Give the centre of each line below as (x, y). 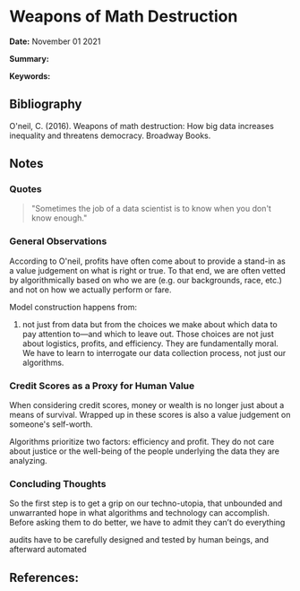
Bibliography (46, 104)
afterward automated (48, 550)
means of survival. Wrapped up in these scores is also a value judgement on (150, 415)
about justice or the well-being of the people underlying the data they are (145, 451)
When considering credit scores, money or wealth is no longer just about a (147, 405)
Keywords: (30, 76)
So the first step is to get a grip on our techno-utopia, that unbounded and (146, 503)
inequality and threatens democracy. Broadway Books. (110, 135)
